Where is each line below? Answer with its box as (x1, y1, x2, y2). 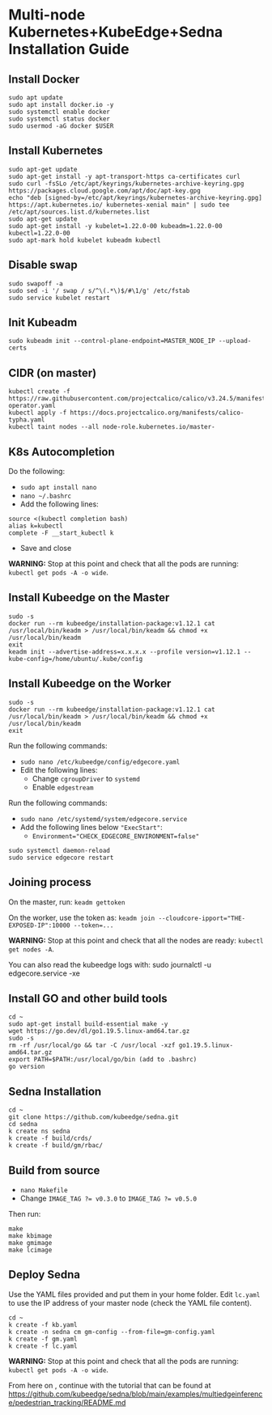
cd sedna (8, 1121, 38, 1129)
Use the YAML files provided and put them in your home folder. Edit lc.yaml (8, 1289, 261, 1299)
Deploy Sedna (8, 1268, 81, 1282)
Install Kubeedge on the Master (8, 591, 170, 604)
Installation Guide (8, 40, 130, 58)
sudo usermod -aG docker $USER (8, 122, 114, 130)
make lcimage (8, 1246, 53, 1254)
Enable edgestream (32, 782, 94, 792)
